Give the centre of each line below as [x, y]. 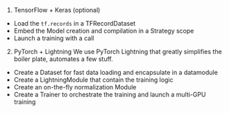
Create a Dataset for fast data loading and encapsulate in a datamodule [116, 72]
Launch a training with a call [54, 38]
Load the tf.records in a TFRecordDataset [75, 23]
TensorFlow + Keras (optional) [57, 10]
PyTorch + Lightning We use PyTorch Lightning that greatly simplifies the [118, 52]
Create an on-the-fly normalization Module [75, 87]
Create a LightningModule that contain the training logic [93, 80]
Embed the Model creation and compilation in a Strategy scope [104, 31]
